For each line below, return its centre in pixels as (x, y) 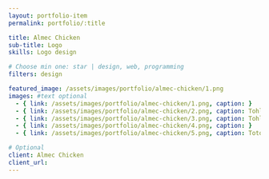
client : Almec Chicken (46, 155)
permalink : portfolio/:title (57, 23)
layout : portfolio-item (48, 16)
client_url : (28, 162)
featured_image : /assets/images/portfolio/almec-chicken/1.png (116, 89)
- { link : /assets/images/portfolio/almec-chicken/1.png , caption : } (134, 103)
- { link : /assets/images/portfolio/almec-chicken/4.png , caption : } (134, 126)
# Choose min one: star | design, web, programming (96, 67)
